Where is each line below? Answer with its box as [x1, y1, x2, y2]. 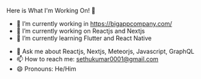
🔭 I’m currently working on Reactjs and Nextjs [16, 27, 145, 35]
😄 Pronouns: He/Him [16, 65, 77, 73]
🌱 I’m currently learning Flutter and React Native [16, 34, 152, 42]
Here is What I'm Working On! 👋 [6, 7, 96, 14]
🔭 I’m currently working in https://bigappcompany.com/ [16, 20, 172, 27]
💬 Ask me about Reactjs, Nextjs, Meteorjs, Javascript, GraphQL [16, 48, 195, 55]
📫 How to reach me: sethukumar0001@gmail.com [16, 55, 159, 63]
